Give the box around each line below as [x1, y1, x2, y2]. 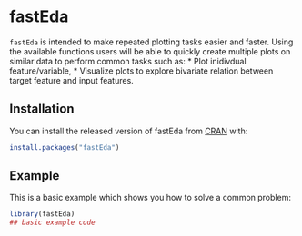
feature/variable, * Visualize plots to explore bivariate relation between [9, 65, 274, 76]
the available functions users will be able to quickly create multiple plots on [9, 45, 291, 56]
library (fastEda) [9, 210, 75, 219]
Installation [9, 102, 75, 117]
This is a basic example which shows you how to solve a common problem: [9, 192, 291, 203]
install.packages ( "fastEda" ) [9, 143, 120, 152]
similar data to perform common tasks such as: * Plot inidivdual [9, 55, 247, 66]
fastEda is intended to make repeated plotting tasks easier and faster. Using [9, 36, 294, 47]
